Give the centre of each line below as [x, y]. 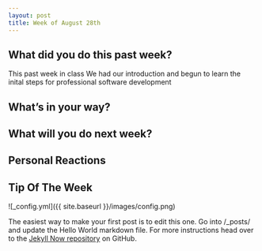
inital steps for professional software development [90, 82]
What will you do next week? [80, 134]
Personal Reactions [57, 161]
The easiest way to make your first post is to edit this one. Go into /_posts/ [129, 222]
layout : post [30, 15]
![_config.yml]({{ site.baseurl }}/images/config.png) [92, 207]
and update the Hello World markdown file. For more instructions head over [131, 230]
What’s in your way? [59, 107]
